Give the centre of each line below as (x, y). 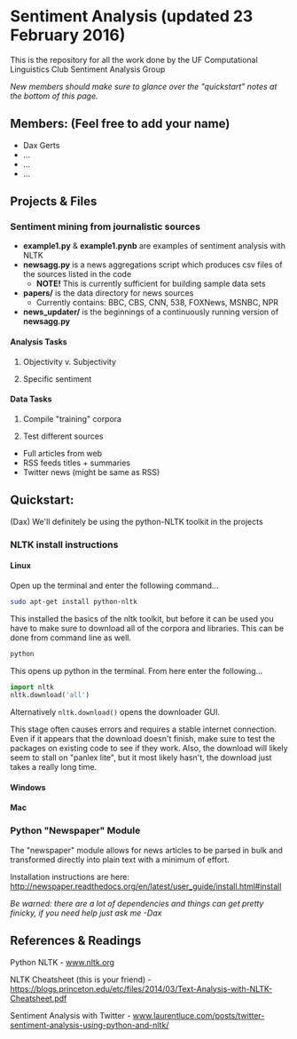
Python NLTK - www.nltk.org (62, 962)
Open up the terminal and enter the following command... (114, 585)
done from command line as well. (71, 638)
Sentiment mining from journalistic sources (106, 226)
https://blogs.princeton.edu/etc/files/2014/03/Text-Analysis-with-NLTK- (141, 988)
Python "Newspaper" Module (75, 830)
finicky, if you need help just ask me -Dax (86, 913)
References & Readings (76, 941)
